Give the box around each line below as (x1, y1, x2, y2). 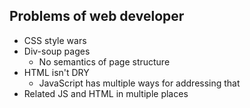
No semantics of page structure (38, 55, 171, 68)
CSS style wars (23, 34, 87, 46)
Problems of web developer (9, 8, 185, 25)
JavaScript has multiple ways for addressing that (38, 77, 241, 89)
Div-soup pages (23, 45, 91, 57)
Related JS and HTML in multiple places (23, 87, 189, 99)
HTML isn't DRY (23, 66, 90, 78)
